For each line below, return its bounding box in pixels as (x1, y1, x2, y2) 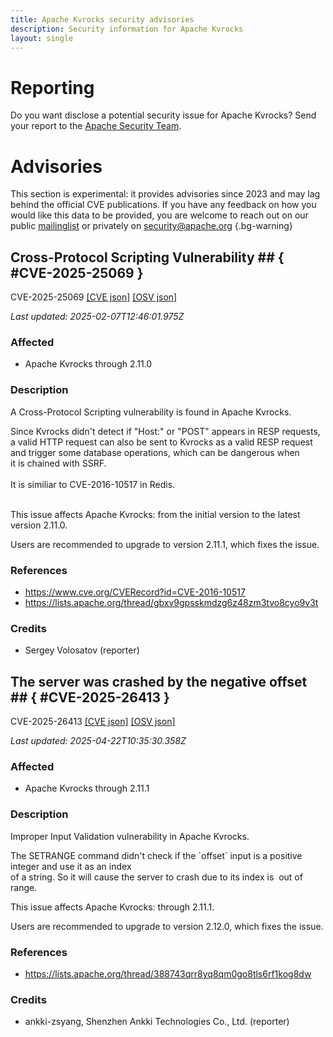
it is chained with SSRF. (10, 457, 107, 469)
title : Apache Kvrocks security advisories (10, 14, 195, 25)
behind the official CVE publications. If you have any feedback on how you (10, 199, 317, 211)
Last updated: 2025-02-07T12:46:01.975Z (10, 311, 185, 323)
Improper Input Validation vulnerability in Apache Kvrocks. (10, 830, 250, 842)
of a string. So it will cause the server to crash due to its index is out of (10, 871, 303, 883)
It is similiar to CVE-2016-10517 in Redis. (10, 478, 176, 490)
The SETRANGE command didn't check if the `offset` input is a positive (10, 849, 303, 861)
